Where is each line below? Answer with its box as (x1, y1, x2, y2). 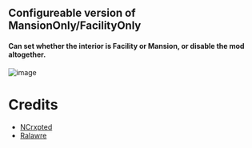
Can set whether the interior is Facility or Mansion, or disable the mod (8, 41, 245, 50)
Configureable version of (8, 6, 136, 20)
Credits (8, 95, 58, 114)
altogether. (8, 50, 46, 59)
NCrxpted (19, 122, 53, 131)
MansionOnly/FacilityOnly (8, 19, 142, 33)
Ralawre (19, 130, 47, 140)
